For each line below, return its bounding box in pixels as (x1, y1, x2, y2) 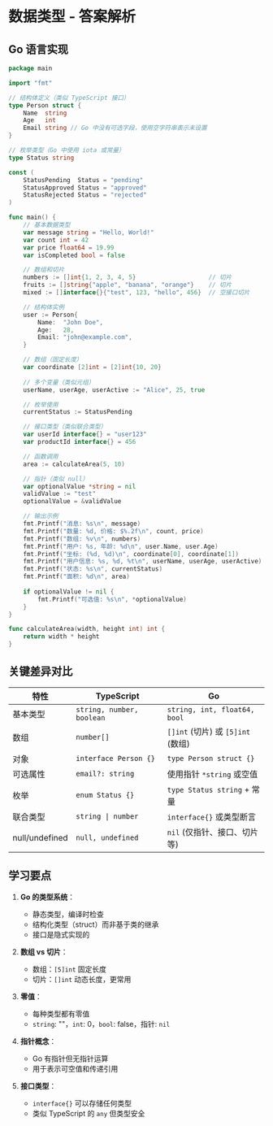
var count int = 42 (23, 236, 89, 244)
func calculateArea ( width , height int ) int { (8, 625, 165, 633)
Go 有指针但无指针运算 (32, 1054, 109, 1063)
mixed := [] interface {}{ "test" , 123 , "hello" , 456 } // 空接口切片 (23, 289, 250, 297)
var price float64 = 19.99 (23, 243, 115, 252)
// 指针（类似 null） (23, 475, 89, 483)
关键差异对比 (8, 664, 73, 679)
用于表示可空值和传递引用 (32, 1063, 119, 1073)
